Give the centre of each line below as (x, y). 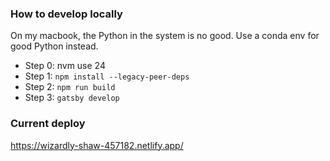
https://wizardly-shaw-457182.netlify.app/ (97, 145)
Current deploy (48, 124)
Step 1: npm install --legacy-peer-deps (107, 76)
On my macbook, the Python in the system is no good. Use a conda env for (165, 36)
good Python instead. (54, 46)
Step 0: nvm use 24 (65, 66)
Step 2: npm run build (70, 87)
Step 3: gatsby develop (72, 98)
